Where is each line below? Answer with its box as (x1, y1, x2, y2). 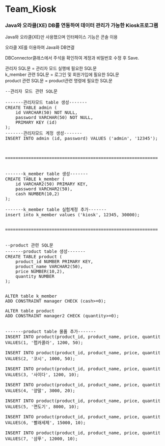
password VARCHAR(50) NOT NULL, (15, 115, 93, 120)
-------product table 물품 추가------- (5, 329, 96, 335)
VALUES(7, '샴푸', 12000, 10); (5, 436, 78, 442)
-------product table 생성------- (5, 249, 86, 254)
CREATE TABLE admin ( (5, 105, 57, 110)
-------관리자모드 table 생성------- (5, 100, 87, 105)
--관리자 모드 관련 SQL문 (5, 89, 58, 94)
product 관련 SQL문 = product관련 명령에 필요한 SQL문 (5, 78, 113, 84)
